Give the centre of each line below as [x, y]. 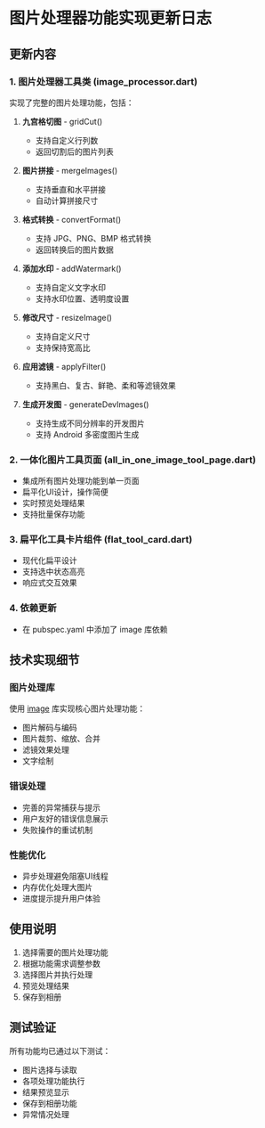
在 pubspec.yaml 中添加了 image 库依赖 [95, 629]
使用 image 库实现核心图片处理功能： [77, 708]
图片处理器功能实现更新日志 [111, 18]
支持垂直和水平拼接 [71, 189]
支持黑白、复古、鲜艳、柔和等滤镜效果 [105, 385]
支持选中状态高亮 [53, 572]
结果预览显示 [45, 1091]
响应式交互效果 [49, 583]
